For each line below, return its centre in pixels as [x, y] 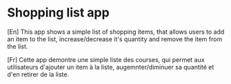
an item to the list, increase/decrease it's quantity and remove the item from [115, 39]
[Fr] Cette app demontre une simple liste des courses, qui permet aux [106, 59]
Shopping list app [58, 13]
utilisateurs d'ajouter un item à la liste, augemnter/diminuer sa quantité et [111, 67]
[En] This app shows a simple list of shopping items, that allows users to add [116, 32]
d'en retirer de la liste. [38, 74]
